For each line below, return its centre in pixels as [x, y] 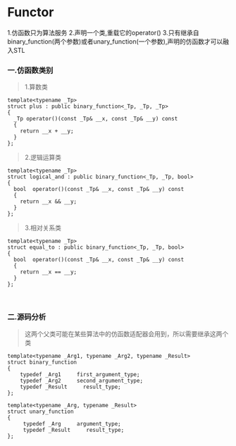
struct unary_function [41, 411]
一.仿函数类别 [30, 70]
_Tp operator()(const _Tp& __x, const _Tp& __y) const [96, 119]
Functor [31, 12]
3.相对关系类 [43, 228]
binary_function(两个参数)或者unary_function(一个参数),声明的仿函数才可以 [115, 41]
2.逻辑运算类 [43, 157]
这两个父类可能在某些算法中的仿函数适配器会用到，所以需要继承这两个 [126, 334]
